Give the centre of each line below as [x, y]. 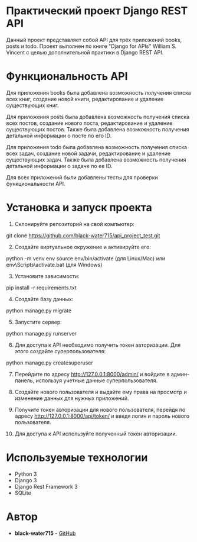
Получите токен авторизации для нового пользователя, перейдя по [100, 409]
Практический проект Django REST [97, 11]
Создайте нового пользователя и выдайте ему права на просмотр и [101, 392]
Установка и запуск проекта [79, 208]
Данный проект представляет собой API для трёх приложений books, [94, 40]
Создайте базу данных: [44, 299]
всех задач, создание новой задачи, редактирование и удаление [88, 153]
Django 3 [26, 480]
